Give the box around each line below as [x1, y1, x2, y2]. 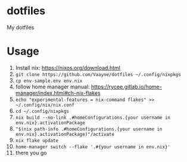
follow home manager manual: [15, 83, 90, 90]
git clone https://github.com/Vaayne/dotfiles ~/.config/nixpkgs [15, 71, 181, 78]
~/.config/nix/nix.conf [15, 102, 75, 108]
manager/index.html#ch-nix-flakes [15, 89, 101, 96]
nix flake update [15, 138, 59, 144]
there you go [15, 149, 47, 156]
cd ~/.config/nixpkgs [15, 108, 69, 114]
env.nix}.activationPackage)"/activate [15, 131, 115, 137]
